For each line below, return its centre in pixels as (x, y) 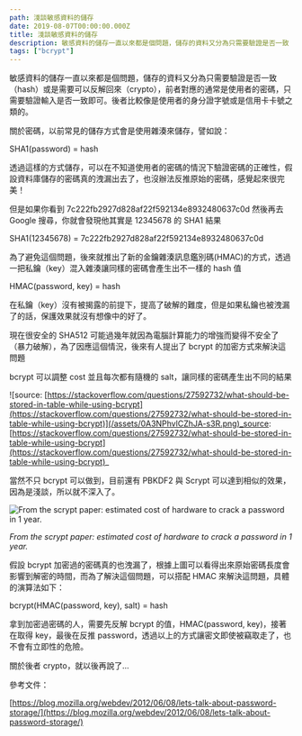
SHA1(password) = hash (54, 149)
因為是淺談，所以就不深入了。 (64, 492)
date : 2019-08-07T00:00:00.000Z (70, 26)
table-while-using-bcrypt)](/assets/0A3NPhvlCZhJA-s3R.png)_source (139, 423)
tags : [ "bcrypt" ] (42, 51)
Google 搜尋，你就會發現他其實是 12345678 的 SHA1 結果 (115, 221)
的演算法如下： (37, 587)
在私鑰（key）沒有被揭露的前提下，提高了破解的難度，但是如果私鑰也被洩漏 (150, 305)
